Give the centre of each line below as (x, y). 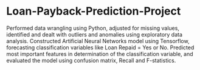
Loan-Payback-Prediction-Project (94, 11)
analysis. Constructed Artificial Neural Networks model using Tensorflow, (98, 41)
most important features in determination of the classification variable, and (100, 54)
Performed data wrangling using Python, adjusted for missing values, (93, 28)
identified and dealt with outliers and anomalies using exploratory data (95, 34)
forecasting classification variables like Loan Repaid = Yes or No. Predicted (100, 47)
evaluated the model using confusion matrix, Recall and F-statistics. (91, 60)
